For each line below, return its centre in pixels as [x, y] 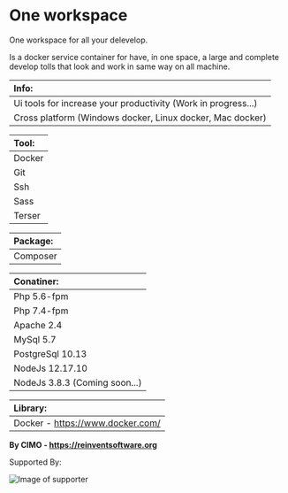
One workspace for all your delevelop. [79, 40]
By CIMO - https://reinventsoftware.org [83, 444]
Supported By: [35, 462]
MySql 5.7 [35, 339]
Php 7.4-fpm [41, 311]
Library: [30, 408]
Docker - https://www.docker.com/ [87, 423]
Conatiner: [36, 281]
